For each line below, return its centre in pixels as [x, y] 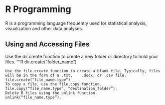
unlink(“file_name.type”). [33, 97]
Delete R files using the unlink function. [51, 93]
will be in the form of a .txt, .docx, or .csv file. [66, 75]
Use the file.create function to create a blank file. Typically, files [83, 71]
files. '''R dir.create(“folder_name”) [41, 62]
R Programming [38, 9]
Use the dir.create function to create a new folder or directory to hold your [82, 56]
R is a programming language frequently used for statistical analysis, [76, 23]
